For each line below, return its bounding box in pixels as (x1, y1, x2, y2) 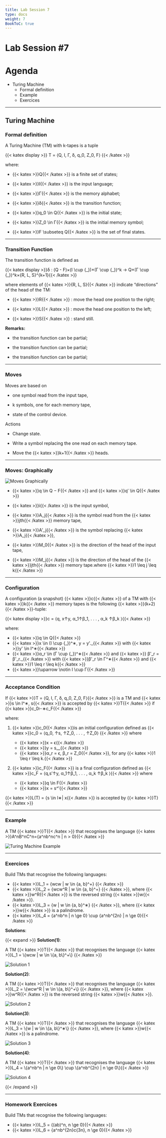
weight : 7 (5, 16, 26, 21)
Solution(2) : (5, 971, 30, 977)
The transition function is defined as (5, 257, 79, 263)
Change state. (12, 430, 41, 436)
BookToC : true (5, 21, 35, 26)
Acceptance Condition (5, 684, 60, 691)
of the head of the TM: (5, 287, 51, 293)
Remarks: (5, 325, 26, 331)
